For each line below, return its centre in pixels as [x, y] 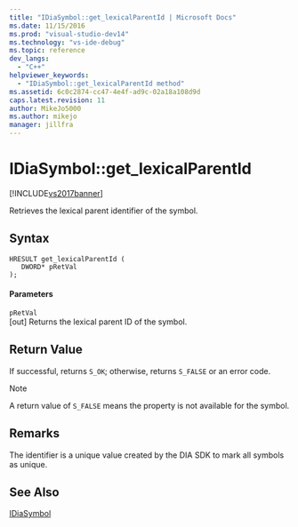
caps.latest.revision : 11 [57, 100]
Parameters [31, 294]
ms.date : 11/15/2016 [48, 26]
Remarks [35, 433]
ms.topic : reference [48, 51]
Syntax [29, 239]
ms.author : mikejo [43, 116]
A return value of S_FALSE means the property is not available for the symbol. [149, 405]
